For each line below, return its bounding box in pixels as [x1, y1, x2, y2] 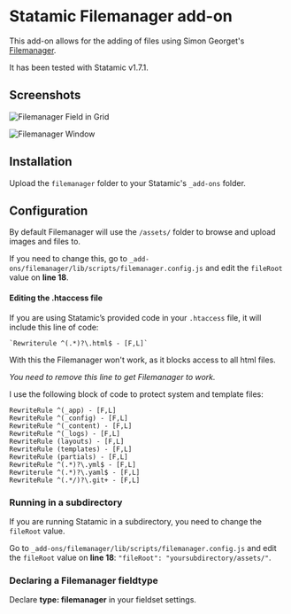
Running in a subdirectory [9, 496, 123, 509]
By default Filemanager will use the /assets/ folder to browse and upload [9, 227, 276, 237]
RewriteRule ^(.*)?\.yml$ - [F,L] [9, 460, 137, 469]
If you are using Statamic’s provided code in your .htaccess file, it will [9, 312, 262, 323]
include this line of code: [9, 322, 99, 332]
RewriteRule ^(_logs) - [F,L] [9, 429, 121, 438]
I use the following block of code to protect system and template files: [9, 388, 264, 400]
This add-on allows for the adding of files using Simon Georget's [9, 35, 245, 46]
